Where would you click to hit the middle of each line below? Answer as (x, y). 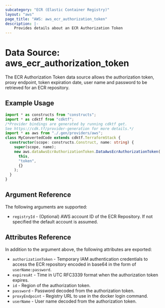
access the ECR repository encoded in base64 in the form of (74, 264)
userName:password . (32, 269)
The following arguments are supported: (46, 207)
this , (24, 156)
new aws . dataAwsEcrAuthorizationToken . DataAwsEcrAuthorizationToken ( (87, 152)
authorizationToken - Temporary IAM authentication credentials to (80, 259)
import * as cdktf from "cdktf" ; (40, 119)
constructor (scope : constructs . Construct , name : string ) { (72, 143)
